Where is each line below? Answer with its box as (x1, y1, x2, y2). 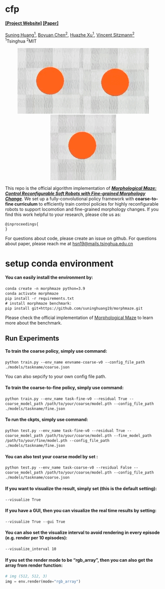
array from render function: (5, 562, 63, 568)
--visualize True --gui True (5, 519, 65, 524)
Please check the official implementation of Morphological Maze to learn (5, 315, 154, 321)
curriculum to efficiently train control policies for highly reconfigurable (14, 201, 159, 207)
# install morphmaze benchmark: (5, 301, 72, 306)
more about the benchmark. (5, 320, 62, 326)
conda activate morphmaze (5, 291, 58, 296)
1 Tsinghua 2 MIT (5, 37, 37, 44)
